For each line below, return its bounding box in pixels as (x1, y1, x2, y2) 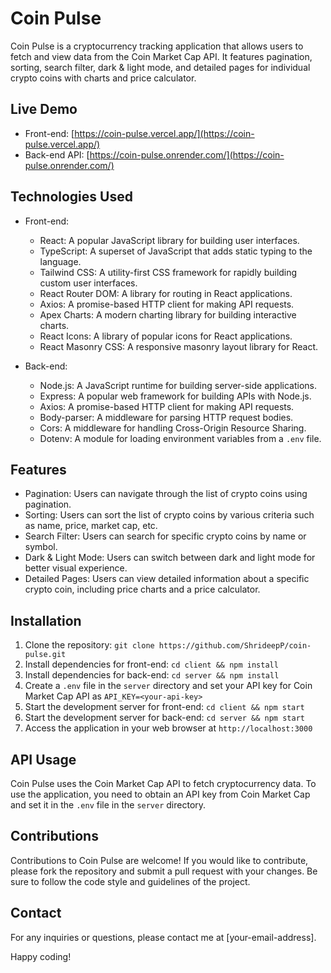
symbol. (24, 541, 58, 553)
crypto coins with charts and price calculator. (10, 72, 197, 84)
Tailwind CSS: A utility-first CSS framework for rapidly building (39, 266, 298, 278)
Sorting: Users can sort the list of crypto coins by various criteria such (24, 509, 315, 521)
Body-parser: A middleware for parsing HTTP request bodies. (39, 411, 294, 423)
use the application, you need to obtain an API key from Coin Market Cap (10, 788, 311, 800)
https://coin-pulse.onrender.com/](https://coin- (89, 148, 285, 161)
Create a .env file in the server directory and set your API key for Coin (24, 680, 313, 692)
